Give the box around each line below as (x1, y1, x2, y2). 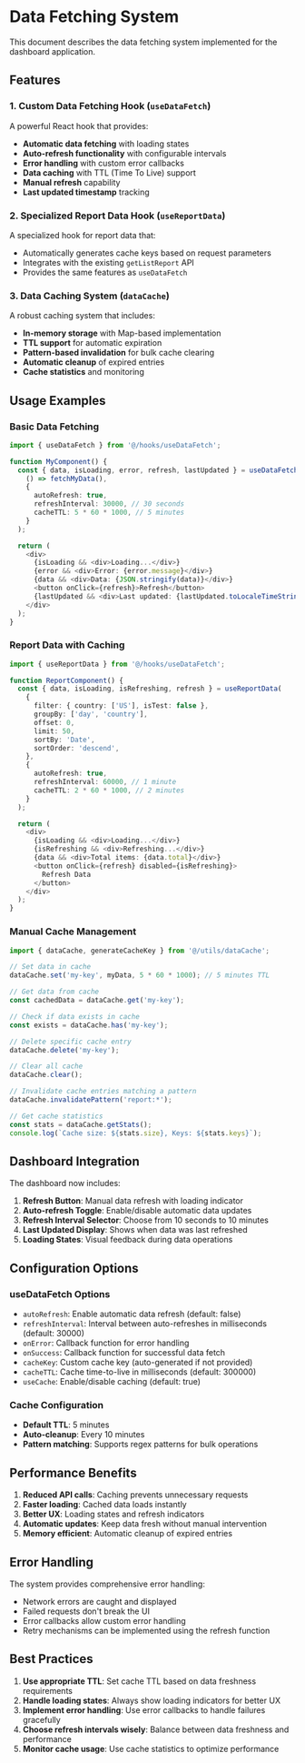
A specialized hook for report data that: (9, 229, 156, 240)
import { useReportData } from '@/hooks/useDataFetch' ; (9, 660, 225, 669)
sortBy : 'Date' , (33, 735, 95, 744)
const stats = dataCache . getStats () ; (9, 1120, 152, 1129)
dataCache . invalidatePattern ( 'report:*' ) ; (9, 1095, 172, 1104)
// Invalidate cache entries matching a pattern (9, 1087, 197, 1096)
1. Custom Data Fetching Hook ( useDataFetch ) (9, 100, 212, 113)
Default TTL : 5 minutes (22, 1419, 110, 1430)
